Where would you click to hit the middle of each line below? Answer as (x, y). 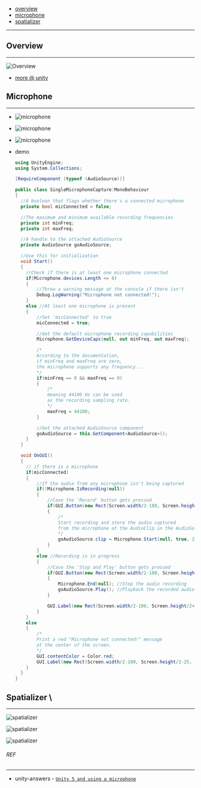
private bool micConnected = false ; (66, 207)
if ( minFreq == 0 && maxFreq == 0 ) (80, 378)
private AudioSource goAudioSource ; (66, 245)
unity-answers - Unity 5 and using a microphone (75, 779)
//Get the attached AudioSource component (90, 428)
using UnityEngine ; (39, 162)
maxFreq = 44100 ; (69, 411)
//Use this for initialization (60, 256)
